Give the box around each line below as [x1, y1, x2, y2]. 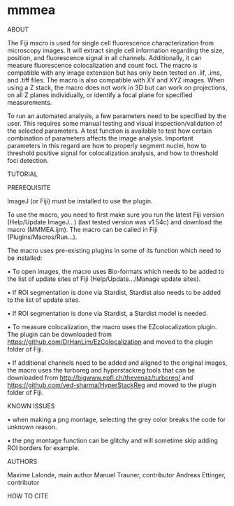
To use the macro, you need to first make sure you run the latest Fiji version [7, 210, 225, 219]
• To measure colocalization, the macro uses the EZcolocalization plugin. [7, 322, 217, 331]
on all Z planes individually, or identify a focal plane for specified [7, 90, 193, 99]
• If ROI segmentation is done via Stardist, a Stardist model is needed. [7, 309, 208, 317]
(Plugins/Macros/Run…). [7, 233, 78, 241]
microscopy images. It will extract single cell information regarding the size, [7, 46, 225, 55]
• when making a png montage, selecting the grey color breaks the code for [7, 415, 226, 424]
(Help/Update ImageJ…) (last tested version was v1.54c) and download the [7, 217, 223, 226]
